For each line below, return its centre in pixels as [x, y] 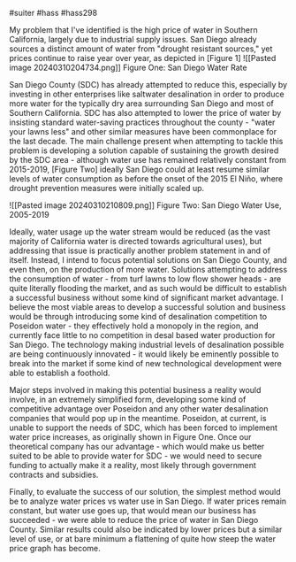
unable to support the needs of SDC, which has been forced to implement [144, 427]
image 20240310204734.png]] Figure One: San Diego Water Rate [128, 67]
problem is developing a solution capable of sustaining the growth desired [144, 150]
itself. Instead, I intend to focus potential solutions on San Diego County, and [148, 260]
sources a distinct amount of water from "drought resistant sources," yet [141, 49]
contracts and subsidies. [54, 474]
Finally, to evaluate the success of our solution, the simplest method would [145, 492]
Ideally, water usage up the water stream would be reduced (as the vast [140, 232]
